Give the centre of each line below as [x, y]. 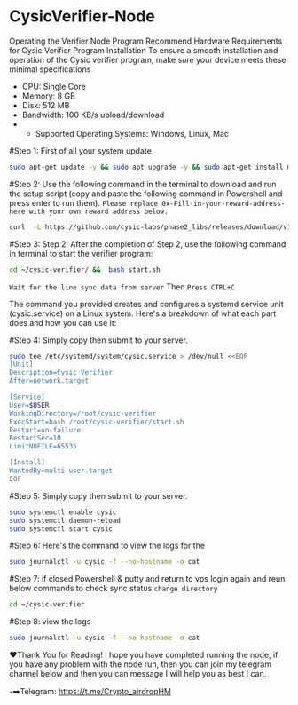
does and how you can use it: [63, 322]
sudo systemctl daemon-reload [65, 520]
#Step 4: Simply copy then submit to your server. [99, 340]
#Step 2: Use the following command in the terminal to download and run [143, 184]
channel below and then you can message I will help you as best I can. [138, 674]
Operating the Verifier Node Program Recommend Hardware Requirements [146, 41]
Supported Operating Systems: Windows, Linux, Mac [132, 133]
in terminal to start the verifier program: [81, 253]
